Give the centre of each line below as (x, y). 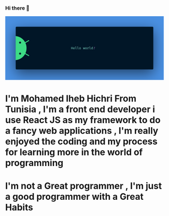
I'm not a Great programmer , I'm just (83, 186)
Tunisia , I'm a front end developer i (80, 109)
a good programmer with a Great (74, 197)
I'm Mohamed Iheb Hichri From (71, 98)
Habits (19, 207)
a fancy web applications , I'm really (82, 130)
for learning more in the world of (74, 152)
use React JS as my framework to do (83, 120)
